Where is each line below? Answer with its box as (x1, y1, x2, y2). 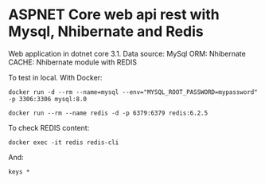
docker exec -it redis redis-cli (8, 138, 119, 147)
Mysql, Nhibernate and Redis (8, 22, 205, 41)
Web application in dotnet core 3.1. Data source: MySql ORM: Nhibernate (8, 49, 247, 58)
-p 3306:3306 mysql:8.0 (8, 95, 88, 103)
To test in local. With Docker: (8, 72, 103, 82)
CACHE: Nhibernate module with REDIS (8, 57, 138, 67)
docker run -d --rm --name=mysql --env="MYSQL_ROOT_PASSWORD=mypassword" (8, 88, 259, 96)
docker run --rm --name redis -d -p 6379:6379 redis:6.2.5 (8, 109, 208, 117)
